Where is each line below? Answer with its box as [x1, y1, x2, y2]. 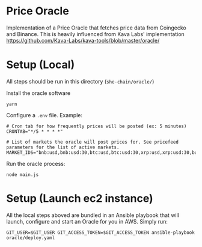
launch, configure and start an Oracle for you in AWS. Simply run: [6, 218, 168, 225]
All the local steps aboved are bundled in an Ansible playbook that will [6, 212, 179, 219]
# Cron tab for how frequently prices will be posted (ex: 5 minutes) [6, 123, 187, 129]
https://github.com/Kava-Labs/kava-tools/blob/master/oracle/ [6, 37, 160, 44]
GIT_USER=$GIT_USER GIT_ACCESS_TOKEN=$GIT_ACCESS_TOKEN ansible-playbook [6, 230, 195, 236]
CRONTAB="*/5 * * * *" [6, 128, 63, 135]
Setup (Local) [6, 58, 75, 72]
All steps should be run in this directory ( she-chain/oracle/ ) [6, 78, 155, 85]
